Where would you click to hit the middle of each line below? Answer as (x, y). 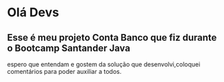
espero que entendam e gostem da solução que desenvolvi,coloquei (104, 64)
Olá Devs (33, 13)
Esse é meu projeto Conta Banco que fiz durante (112, 38)
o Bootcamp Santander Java (69, 48)
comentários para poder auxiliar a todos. (64, 71)
